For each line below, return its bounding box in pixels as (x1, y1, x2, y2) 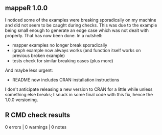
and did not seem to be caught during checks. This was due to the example (5, 22, 158, 28)
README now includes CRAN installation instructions (12, 77, 119, 82)
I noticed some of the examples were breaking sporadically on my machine (5, 17, 157, 23)
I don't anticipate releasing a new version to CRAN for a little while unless (5, 86, 153, 92)
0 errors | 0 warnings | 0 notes (5, 124, 67, 130)
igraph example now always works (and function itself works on (12, 47, 141, 53)
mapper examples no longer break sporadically (12, 42, 108, 48)
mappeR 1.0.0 (5, 4, 48, 12)
